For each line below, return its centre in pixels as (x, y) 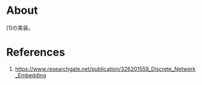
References (36, 52)
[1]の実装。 (20, 28)
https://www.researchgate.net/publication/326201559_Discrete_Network (105, 69)
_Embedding (30, 75)
